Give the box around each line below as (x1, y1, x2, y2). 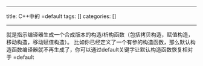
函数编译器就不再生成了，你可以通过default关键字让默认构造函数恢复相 (11, 46, 188, 53)
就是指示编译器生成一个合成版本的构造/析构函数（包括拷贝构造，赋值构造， (6, 31, 194, 38)
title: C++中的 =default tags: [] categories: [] (6, 13, 117, 20)
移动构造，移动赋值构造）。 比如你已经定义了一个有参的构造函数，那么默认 (6, 38, 190, 46)
